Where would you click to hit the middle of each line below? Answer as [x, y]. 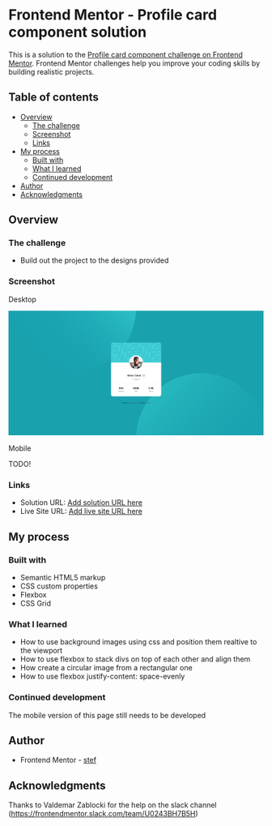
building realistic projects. [51, 71]
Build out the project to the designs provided [94, 260]
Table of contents [53, 98]
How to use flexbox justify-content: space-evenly [102, 676]
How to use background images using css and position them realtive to [138, 642]
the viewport [41, 651]
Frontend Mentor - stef [58, 760]
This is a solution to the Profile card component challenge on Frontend [125, 54]
